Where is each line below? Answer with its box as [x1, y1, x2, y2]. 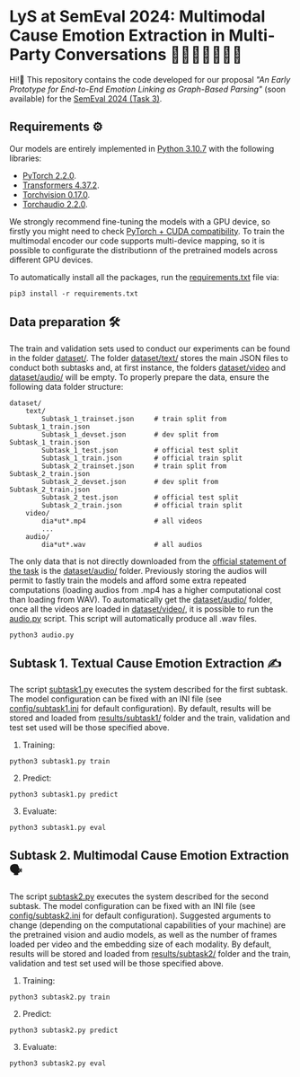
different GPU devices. [9, 254, 93, 265]
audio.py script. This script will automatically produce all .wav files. [9, 613, 258, 623]
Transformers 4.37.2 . [22, 180, 101, 190]
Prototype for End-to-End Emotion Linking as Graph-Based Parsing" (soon [9, 84, 286, 94]
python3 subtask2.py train [9, 993, 110, 1002]
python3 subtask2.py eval [9, 1059, 106, 1068]
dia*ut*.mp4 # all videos [41, 516, 203, 525]
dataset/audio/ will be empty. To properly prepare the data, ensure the [9, 371, 269, 383]
